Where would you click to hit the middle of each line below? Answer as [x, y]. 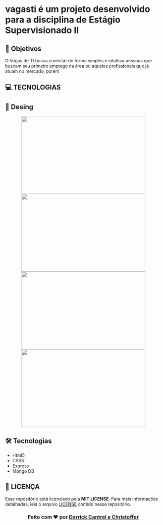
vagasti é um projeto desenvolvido [78, 9]
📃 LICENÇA [23, 487]
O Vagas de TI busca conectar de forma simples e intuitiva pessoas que [79, 60]
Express [21, 466]
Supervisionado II [42, 30]
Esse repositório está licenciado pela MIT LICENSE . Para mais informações [82, 499]
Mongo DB [23, 471]
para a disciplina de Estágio [63, 20]
